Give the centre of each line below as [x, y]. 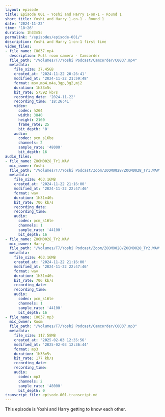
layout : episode [22, 10]
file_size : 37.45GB [34, 70]
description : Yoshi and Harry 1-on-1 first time [56, 42]
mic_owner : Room [26, 322]
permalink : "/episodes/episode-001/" [44, 38]
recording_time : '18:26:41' [42, 102]
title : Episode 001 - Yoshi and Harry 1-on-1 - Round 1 [63, 14]
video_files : [18, 46]
